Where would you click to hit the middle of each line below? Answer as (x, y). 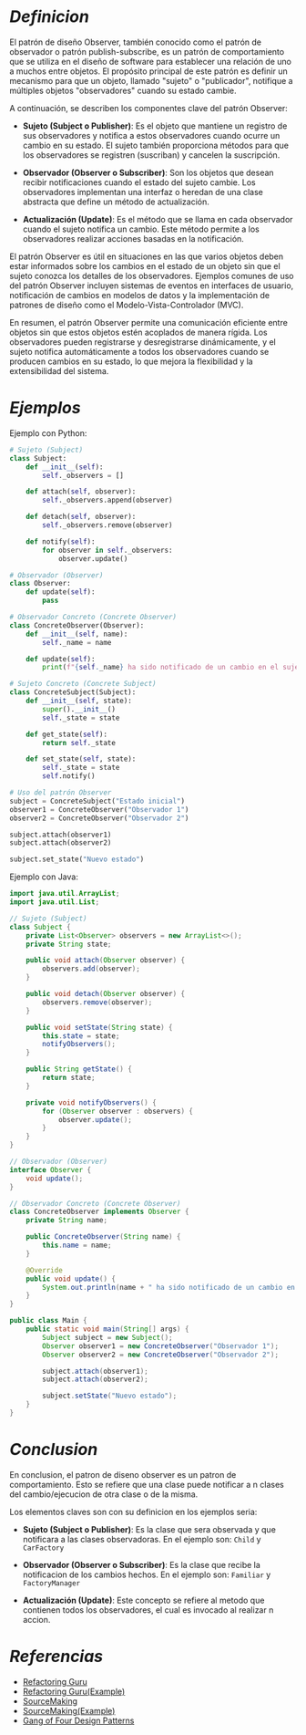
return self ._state (79, 743)
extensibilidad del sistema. (59, 370)
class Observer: (40, 584)
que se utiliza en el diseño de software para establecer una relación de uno (150, 61)
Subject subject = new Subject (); (107, 1337)
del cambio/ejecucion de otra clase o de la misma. (104, 1494)
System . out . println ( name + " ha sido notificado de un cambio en (169, 1287)
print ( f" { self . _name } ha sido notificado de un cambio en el (161, 668)
